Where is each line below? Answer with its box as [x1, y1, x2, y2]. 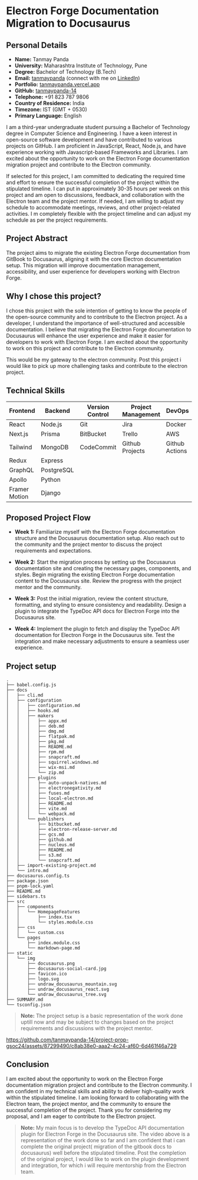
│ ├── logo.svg [6, 976, 60, 982]
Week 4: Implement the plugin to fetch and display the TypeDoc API [14, 625, 180, 632]
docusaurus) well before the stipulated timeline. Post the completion [20, 1149, 187, 1156]
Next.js [9, 430, 28, 438]
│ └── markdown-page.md [6, 945, 81, 951]
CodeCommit [80, 443, 117, 452]
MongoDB [41, 443, 69, 452]
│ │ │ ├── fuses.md [6, 790, 70, 797]
